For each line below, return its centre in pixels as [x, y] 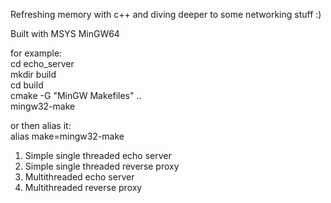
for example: [36, 53]
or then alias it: [41, 125]
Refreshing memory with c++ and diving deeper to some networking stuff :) [166, 14]
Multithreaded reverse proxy [83, 187]
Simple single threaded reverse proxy [102, 166]
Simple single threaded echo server [98, 155]
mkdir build [33, 74]
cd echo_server [42, 63]
